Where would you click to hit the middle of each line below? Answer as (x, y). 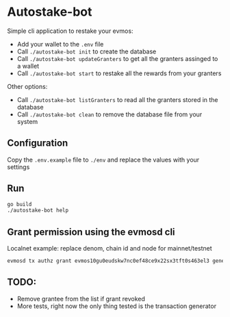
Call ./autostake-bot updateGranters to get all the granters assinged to (117, 58)
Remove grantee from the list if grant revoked (81, 299)
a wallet (28, 66)
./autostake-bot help (38, 211)
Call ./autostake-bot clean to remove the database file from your (110, 114)
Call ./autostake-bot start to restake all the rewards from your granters (119, 73)
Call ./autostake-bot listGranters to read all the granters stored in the (117, 99)
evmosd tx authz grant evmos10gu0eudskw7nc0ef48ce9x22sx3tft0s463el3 (108, 261)
